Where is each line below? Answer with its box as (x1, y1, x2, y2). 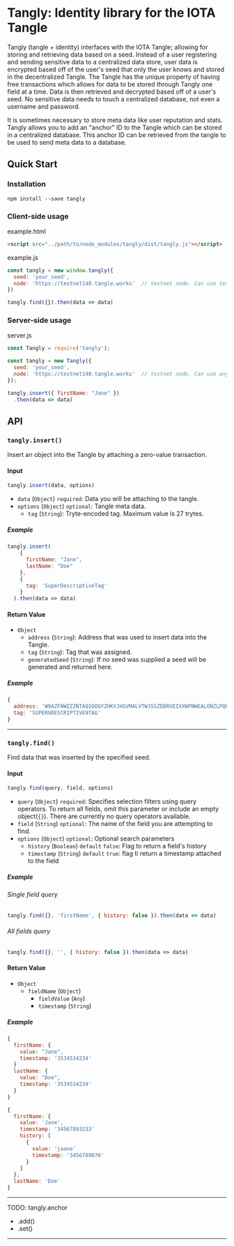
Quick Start (7, 159, 58, 171)
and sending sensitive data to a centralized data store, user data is (7, 57, 198, 66)
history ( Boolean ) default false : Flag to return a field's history (27, 842, 207, 850)
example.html (7, 227, 47, 236)
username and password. (7, 102, 81, 110)
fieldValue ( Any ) (38, 994, 86, 1002)
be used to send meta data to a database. (7, 138, 127, 146)
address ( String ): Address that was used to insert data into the (27, 633, 208, 642)
